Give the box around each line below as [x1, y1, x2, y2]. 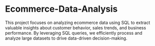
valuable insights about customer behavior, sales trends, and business [5, 24, 146, 30]
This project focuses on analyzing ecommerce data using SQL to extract [5, 20, 150, 25]
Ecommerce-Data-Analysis [5, 3, 118, 15]
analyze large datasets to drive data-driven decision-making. [5, 35, 128, 41]
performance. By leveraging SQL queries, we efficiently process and [5, 30, 143, 36]
